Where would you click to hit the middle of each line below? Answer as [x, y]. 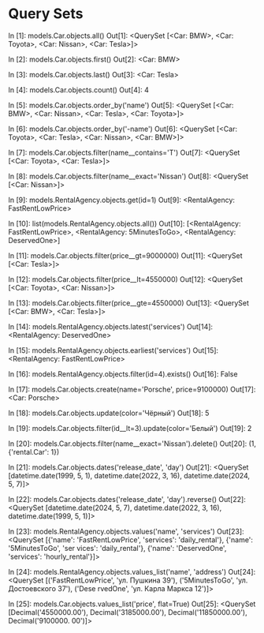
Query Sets [46, 14]
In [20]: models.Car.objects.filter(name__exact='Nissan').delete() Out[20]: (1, [132, 444]
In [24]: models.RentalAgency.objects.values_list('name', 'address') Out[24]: [132, 571]
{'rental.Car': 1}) [34, 451]
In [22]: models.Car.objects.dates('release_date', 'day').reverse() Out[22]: [127, 499]
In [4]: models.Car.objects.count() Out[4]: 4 [79, 90]
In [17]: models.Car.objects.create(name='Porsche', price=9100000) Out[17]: [132, 389]
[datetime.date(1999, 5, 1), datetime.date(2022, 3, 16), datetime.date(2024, [129, 475]
